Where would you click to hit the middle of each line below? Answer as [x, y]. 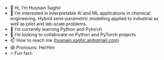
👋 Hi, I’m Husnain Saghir [35, 8]
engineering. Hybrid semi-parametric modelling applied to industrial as [84, 18]
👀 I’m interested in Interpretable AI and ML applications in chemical [80, 13]
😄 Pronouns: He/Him [32, 47]
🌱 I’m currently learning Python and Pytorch [56, 29]
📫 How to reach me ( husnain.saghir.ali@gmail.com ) [65, 40]
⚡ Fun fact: [21, 53]
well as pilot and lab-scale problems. [49, 24]
